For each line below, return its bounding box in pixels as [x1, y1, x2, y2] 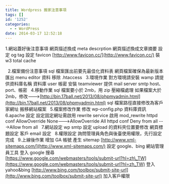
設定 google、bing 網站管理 [106, 143, 164, 149]
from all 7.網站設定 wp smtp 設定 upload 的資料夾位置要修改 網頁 [22, 124, 159, 130]
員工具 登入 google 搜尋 [5, 150, 55, 155]
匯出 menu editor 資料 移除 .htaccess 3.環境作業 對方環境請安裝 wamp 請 [5, 75, 159, 80]
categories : [5, 21, 30, 27]
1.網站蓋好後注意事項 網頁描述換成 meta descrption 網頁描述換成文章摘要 [5, 46, 157, 51]
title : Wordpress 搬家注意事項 [5, 7, 67, 13]
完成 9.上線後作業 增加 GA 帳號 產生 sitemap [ [5, 137, 103, 142]
